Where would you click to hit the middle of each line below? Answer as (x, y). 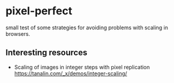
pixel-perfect (39, 11)
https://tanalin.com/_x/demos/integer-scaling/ (71, 73)
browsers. (18, 33)
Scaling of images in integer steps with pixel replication (82, 67)
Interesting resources (46, 53)
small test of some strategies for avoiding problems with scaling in (87, 27)
